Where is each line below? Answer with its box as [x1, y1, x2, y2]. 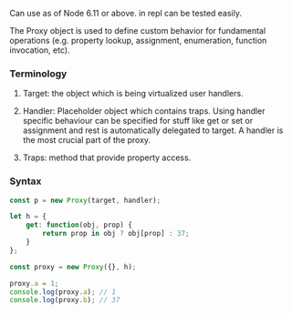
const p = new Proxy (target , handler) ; [9, 196, 162, 205]
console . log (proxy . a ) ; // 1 [9, 287, 117, 297]
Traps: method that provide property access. [22, 152, 192, 163]
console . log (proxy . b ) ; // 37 [9, 296, 120, 305]
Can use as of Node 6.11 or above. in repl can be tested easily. [9, 8, 242, 18]
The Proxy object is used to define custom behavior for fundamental [9, 25, 266, 35]
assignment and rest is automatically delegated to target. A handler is [22, 125, 284, 136]
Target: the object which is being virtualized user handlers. [22, 88, 244, 99]
